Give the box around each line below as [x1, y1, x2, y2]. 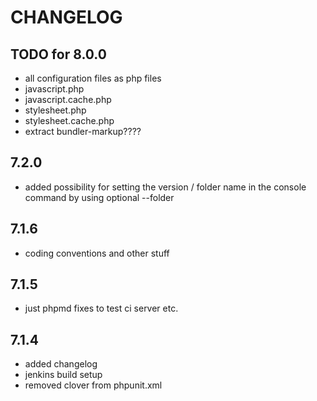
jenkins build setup [24, 369, 103, 381]
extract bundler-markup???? [24, 126, 142, 137]
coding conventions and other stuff [24, 247, 170, 259]
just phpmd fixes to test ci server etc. [24, 302, 179, 315]
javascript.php [24, 83, 85, 95]
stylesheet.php [24, 104, 87, 116]
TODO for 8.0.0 [10, 46, 107, 63]
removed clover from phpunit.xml [24, 379, 163, 391]
